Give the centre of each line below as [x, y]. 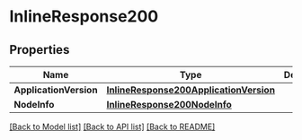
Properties [40, 50]
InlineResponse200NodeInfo [169, 105]
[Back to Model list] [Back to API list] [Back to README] [112, 127]
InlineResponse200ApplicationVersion [191, 90]
